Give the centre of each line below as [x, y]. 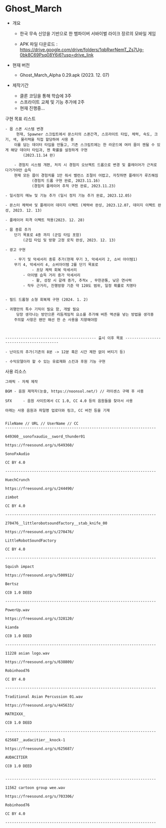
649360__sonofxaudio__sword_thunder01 [45, 437]
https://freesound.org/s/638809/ [40, 662]
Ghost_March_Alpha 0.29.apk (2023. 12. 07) [65, 75]
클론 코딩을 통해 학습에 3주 [46, 96]
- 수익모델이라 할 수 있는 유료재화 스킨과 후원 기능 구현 [55, 361]
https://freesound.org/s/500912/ [40, 575]
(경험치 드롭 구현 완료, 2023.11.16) [66, 181]
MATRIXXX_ [15, 714]
